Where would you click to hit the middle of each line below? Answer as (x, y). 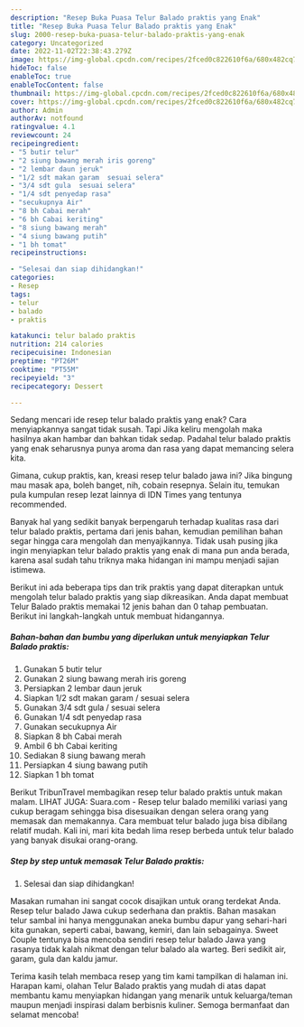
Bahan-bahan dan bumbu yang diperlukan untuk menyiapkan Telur (140, 637)
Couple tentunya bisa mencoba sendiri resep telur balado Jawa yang (138, 939)
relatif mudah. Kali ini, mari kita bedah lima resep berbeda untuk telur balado (152, 831)
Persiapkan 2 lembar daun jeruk (83, 688)
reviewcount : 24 (41, 135)
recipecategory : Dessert (57, 386)
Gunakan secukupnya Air (70, 727)
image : (23, 60)
